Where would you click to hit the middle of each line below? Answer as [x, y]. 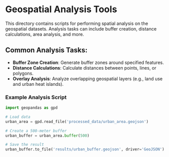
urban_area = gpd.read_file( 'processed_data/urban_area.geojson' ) [77, 121]
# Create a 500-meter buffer [36, 131]
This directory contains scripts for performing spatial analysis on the [77, 23]
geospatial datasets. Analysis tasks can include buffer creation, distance [81, 28]
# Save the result [25, 145]
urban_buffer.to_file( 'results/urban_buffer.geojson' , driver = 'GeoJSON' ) [85, 149]
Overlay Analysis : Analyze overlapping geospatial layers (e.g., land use [88, 78]
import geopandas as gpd [31, 108]
